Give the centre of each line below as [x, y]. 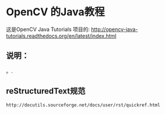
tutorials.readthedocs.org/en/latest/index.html [61, 36]
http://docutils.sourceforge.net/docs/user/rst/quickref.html [83, 105]
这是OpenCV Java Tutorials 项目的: [48, 29]
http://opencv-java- [115, 29]
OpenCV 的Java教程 [55, 12]
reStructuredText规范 [46, 91]
